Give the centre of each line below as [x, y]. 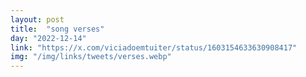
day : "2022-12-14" [48, 38]
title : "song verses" [57, 29]
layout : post [37, 19]
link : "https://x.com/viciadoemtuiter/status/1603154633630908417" [154, 47]
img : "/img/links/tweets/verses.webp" [91, 57]
